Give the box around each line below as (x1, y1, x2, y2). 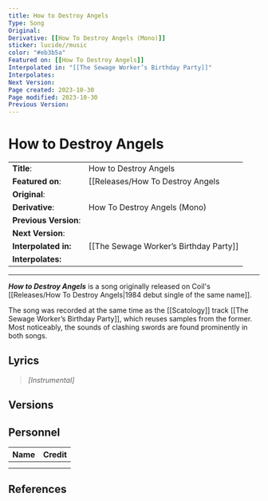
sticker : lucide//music (8, 41, 88, 49)
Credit (42, 449, 68, 460)
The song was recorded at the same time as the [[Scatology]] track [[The (8, 306, 249, 315)
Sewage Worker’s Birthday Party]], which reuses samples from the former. (8, 314, 253, 324)
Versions (8, 398, 54, 412)
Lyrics (8, 354, 40, 368)
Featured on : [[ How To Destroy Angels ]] (8, 57, 145, 65)
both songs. (8, 331, 48, 341)
